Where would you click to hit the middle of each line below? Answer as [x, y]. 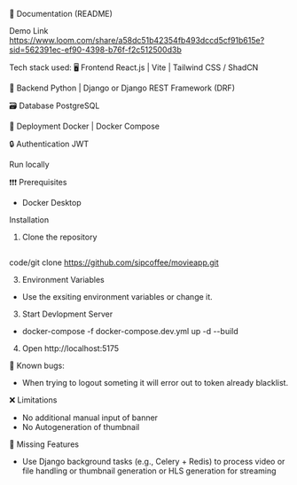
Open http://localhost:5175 [70, 348]
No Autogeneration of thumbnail [81, 427]
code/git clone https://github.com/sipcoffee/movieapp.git [114, 262]
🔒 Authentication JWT [49, 144]
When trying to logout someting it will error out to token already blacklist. [155, 383]
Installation [29, 220]
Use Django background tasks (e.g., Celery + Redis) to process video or [153, 462]
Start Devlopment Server [67, 314]
